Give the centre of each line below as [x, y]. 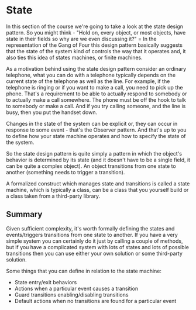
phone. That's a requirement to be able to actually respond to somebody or [97, 94]
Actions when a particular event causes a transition [76, 288]
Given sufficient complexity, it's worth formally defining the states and [90, 228]
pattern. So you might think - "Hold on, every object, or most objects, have [96, 32]
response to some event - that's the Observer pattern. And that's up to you [96, 130]
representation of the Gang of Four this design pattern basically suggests [94, 45]
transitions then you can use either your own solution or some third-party [94, 253]
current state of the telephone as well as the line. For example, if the [88, 81]
